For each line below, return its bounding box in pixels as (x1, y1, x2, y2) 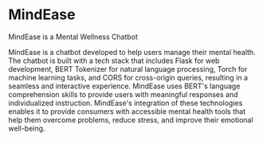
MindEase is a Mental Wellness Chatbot (8, 32, 138, 41)
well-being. (8, 123, 45, 133)
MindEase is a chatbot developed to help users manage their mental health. (8, 47, 257, 57)
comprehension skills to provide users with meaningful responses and (8, 89, 238, 99)
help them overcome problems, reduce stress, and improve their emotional (8, 115, 253, 124)
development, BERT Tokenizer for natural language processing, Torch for (8, 64, 248, 73)
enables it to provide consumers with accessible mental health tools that (8, 106, 245, 116)
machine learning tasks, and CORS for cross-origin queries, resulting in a (8, 72, 249, 82)
